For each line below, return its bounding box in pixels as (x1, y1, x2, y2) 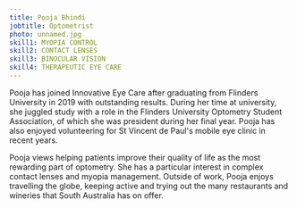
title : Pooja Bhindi (9, 12, 87, 22)
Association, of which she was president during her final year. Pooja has (9, 115, 276, 126)
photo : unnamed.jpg (9, 29, 82, 38)
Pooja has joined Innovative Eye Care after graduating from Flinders (9, 87, 259, 98)
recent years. (9, 135, 58, 146)
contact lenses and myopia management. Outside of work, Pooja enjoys (9, 171, 275, 181)
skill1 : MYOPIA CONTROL (9, 37, 98, 47)
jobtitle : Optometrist (9, 21, 94, 30)
